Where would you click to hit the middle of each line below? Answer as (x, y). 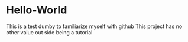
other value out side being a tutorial (49, 32)
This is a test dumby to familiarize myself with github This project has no (94, 26)
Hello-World (37, 10)
